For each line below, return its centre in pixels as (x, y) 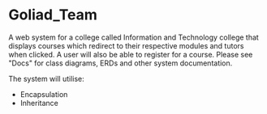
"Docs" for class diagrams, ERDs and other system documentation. (121, 63)
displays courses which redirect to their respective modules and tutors (126, 45)
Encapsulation (44, 94)
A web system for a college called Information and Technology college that (134, 37)
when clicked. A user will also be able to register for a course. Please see (131, 54)
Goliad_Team (53, 15)
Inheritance (39, 103)
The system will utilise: (47, 78)
